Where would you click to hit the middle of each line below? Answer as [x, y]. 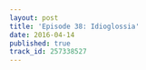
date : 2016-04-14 [42, 35]
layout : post [34, 18]
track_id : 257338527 [49, 52]
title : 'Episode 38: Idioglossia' [75, 26]
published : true [40, 43]
